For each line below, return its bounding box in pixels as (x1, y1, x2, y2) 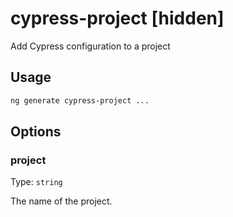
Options (10, 123, 62, 141)
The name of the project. (10, 195, 113, 207)
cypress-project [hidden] (10, 7, 225, 30)
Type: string (10, 176, 63, 188)
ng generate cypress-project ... (10, 95, 150, 106)
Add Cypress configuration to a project (10, 40, 171, 52)
